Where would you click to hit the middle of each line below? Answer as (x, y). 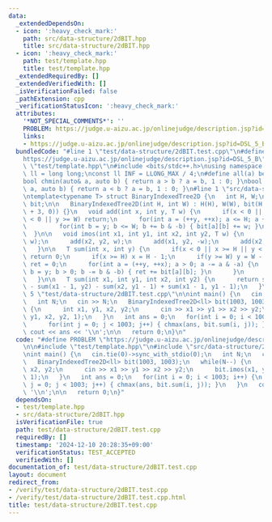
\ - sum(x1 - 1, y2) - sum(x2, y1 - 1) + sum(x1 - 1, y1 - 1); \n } (143, 287)
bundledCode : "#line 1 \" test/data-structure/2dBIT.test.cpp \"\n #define (141, 151)
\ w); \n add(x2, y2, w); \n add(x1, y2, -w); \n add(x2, (144, 242)
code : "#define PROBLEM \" (61, 340)
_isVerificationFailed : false (66, 91)
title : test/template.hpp (67, 69)
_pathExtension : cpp (50, 99)
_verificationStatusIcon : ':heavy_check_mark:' (98, 106)
